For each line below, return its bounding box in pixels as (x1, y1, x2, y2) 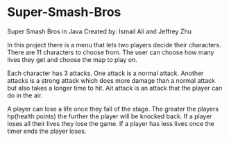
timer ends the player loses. (7, 127, 87, 135)
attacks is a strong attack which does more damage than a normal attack (7, 76, 216, 84)
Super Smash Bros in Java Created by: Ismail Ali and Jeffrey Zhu (7, 27, 192, 35)
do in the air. (7, 91, 43, 100)
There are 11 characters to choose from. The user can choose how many (7, 48, 214, 56)
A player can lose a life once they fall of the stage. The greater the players (7, 104, 219, 113)
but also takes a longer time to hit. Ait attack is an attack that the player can (7, 84, 223, 92)
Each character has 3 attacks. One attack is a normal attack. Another (7, 69, 204, 77)
